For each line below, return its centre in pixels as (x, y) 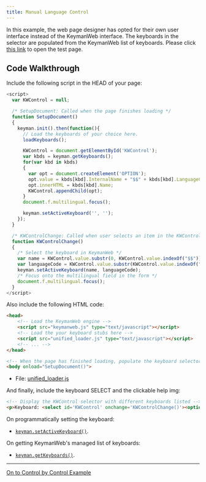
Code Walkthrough (43, 68)
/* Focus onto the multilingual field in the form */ (87, 276)
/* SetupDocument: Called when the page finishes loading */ (92, 111)
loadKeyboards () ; (45, 140)
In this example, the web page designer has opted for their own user (93, 29)
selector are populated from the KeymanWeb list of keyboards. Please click (101, 42)
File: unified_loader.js (42, 379)
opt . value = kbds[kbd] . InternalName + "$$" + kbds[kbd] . (102, 179)
